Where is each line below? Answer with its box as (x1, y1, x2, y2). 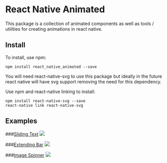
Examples (5, 117, 37, 126)
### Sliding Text (5, 131, 39, 137)
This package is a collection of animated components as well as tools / (5, 20, 154, 27)
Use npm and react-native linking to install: (5, 88, 96, 95)
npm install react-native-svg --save (5, 98, 86, 103)
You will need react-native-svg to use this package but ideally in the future (5, 73, 162, 79)
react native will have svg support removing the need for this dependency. (5, 78, 162, 85)
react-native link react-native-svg (5, 103, 83, 108)
